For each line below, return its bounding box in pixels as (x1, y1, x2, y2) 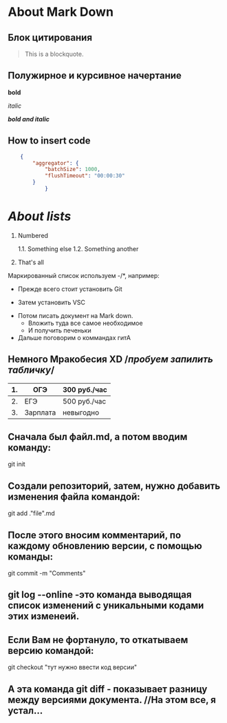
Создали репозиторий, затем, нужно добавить (8, 480, 221, 492)
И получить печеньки (28, 326, 91, 335)
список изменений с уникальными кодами (8, 600, 204, 611)
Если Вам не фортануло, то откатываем (8, 634, 188, 646)
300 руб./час (62, 384, 107, 394)
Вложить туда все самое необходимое (28, 319, 143, 327)
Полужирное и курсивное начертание (8, 70, 182, 81)
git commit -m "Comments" (8, 569, 86, 577)
